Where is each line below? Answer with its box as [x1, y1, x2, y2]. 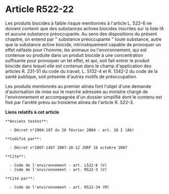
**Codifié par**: [5, 136, 42, 141]
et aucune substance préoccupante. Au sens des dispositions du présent [5, 31, 157, 37]
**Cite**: [5, 154, 26, 159]
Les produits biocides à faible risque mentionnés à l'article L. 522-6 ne [5, 20, 152, 26]
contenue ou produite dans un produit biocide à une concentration [5, 52, 143, 58]
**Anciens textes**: [5, 119, 49, 124]
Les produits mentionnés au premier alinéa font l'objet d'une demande [5, 83, 151, 89]
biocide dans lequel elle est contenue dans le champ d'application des [5, 63, 152, 69]
